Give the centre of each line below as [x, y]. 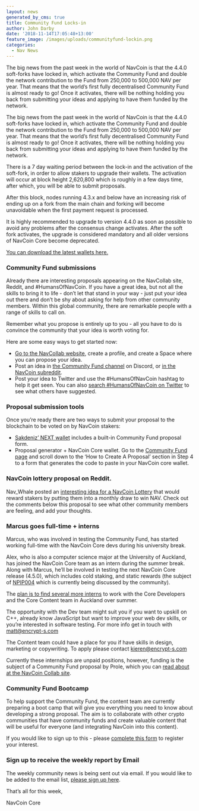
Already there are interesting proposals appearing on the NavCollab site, [94, 280]
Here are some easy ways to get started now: [62, 342]
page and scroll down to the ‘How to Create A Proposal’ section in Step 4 [104, 457]
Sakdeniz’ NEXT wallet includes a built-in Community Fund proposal [98, 438]
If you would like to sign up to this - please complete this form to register [95, 738]
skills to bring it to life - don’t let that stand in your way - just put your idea [97, 294]
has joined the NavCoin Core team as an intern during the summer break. [96, 563]
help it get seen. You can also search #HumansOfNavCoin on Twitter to [102, 385]
